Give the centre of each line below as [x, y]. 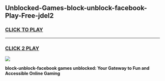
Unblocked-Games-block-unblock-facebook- [76, 8]
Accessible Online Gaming [33, 73]
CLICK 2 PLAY [22, 48]
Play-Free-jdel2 [29, 16]
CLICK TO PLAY [24, 30]
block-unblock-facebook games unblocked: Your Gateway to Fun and [77, 68]
